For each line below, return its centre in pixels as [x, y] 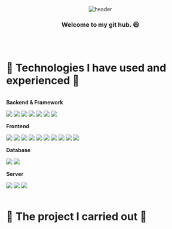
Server [15, 174]
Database [19, 150]
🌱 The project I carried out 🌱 [77, 217]
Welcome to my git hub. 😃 [100, 24]
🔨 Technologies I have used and [86, 68]
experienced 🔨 [43, 81]
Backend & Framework [35, 103]
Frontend [18, 126]
